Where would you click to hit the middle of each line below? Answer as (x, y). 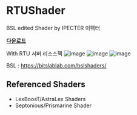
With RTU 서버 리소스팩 (34, 53)
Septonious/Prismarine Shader (53, 105)
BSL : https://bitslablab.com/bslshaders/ (56, 65)
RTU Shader (36, 11)
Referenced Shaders (46, 85)
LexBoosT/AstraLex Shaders (50, 99)
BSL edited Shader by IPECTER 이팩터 (53, 28)
